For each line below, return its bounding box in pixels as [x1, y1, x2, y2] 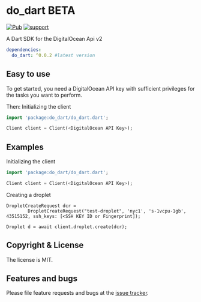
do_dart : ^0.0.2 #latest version [11, 52, 95, 58]
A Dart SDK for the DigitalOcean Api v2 [6, 35, 103, 42]
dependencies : [6, 46, 42, 53]
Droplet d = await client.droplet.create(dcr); [6, 223, 128, 230]
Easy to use [6, 69, 51, 79]
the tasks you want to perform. [6, 91, 83, 98]
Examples [6, 142, 44, 152]
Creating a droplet [6, 191, 51, 198]
